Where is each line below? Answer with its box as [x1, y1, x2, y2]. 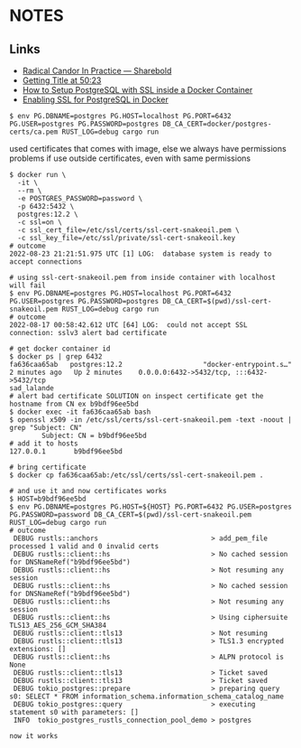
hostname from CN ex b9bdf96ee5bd [9, 399, 140, 408]
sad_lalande [9, 384, 54, 393]
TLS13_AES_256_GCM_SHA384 [9, 621, 106, 630]
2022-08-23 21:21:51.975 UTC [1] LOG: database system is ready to [9, 249, 272, 258]
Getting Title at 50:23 [22, 75, 102, 86]
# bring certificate [9, 463, 87, 472]
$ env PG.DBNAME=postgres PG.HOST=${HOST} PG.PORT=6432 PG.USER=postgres [9, 502, 293, 511]
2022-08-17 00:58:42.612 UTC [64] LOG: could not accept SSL [9, 321, 248, 330]
